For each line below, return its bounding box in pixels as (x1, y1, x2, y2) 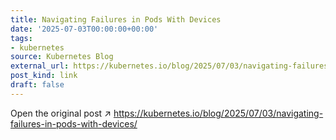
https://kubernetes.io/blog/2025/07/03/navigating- (113, 107, 324, 119)
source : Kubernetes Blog (10, 52, 114, 62)
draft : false (10, 80, 65, 90)
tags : (10, 33, 33, 43)
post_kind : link (10, 71, 78, 81)
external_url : (10, 61, 70, 71)
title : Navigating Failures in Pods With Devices (10, 14, 222, 25)
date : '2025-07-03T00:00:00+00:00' (10, 24, 159, 34)
